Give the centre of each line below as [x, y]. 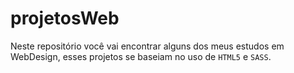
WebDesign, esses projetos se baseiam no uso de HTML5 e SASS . [141, 56]
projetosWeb [65, 18]
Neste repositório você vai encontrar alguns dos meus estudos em [147, 46]
